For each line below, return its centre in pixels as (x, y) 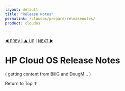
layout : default (22, 9)
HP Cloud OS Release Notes (62, 61)
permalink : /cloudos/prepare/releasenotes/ (50, 18)
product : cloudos (23, 23)
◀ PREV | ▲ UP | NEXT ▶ (29, 41)
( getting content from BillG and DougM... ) (48, 74)
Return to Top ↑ (21, 84)
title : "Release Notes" (29, 14)
